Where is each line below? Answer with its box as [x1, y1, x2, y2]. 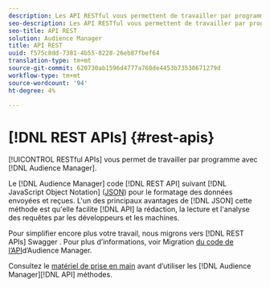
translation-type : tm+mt [8, 57, 92, 65]
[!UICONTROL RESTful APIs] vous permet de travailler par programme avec [8, 154, 259, 165]
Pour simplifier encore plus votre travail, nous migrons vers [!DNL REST [8, 228, 245, 238]
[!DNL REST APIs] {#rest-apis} [8, 128, 215, 146]
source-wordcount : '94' [8, 79, 88, 87]
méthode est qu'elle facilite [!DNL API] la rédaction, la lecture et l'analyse [8, 204, 251, 214]
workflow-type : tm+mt [8, 72, 81, 80]
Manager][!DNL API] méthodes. [8, 270, 112, 280]
